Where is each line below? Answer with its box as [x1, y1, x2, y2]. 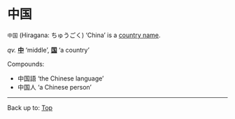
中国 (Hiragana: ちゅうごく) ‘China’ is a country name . [7, 31, 161, 39]
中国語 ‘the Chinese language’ [17, 74, 104, 83]
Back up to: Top [7, 103, 53, 112]
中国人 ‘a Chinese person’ [17, 83, 92, 91]
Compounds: [7, 59, 45, 68]
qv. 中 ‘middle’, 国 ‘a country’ [7, 45, 90, 54]
